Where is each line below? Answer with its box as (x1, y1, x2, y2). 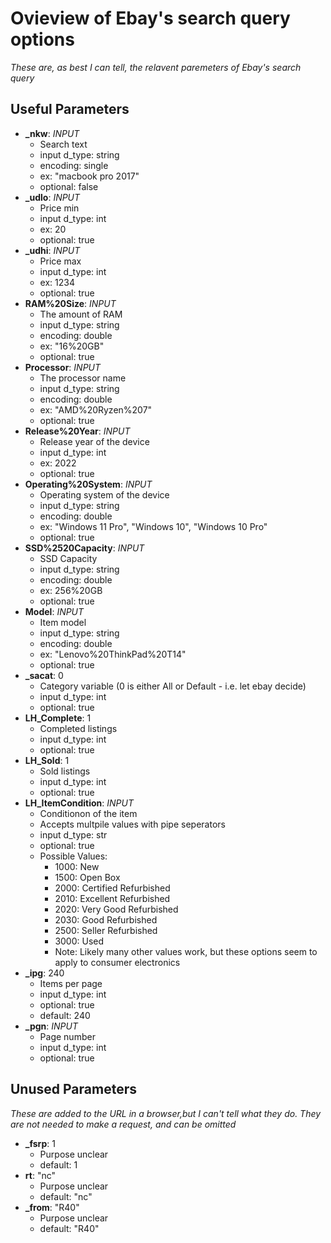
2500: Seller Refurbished (54, 924, 158, 936)
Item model (39, 616, 87, 628)
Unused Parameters (10, 1081, 137, 1098)
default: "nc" (39, 1190, 93, 1202)
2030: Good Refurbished (54, 913, 158, 926)
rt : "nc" (24, 1169, 56, 1181)
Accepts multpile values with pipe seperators (39, 818, 226, 830)
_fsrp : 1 (24, 1137, 56, 1149)
